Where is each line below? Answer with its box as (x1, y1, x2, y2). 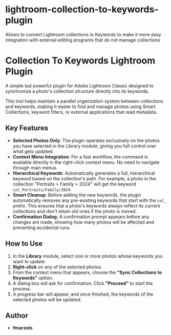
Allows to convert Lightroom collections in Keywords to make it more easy (5, 31, 161, 37)
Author (5, 311, 28, 320)
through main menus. (12, 164, 58, 171)
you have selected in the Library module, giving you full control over (12, 142, 157, 149)
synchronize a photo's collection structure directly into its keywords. (5, 88, 149, 94)
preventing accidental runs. (12, 224, 71, 231)
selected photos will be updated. (12, 296, 82, 303)
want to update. (12, 258, 46, 264)
